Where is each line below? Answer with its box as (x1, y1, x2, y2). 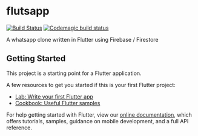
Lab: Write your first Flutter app (15, 92, 94, 100)
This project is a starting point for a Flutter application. (6, 70, 142, 77)
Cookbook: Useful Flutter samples (15, 99, 101, 106)
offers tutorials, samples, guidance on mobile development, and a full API (6, 117, 189, 125)
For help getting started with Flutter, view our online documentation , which (6, 111, 193, 118)
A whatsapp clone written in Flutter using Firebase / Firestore (6, 36, 159, 43)
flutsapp (6, 4, 50, 18)
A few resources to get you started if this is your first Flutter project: (6, 81, 176, 88)
